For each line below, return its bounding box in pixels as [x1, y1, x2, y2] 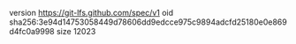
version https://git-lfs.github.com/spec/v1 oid [9, 8, 174, 18]
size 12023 [56, 26, 96, 36]
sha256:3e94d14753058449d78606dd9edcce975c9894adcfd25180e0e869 [9, 17, 287, 27]
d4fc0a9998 [9, 26, 55, 36]
